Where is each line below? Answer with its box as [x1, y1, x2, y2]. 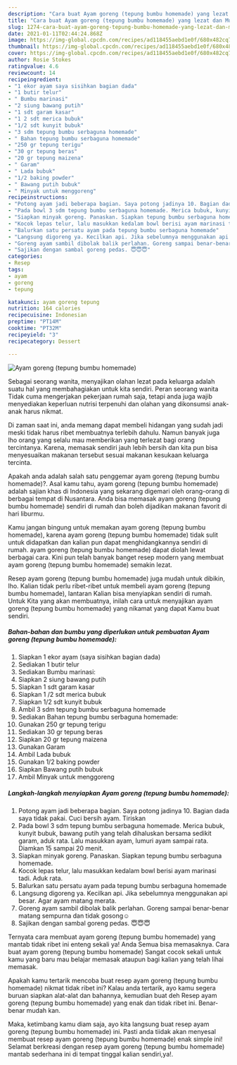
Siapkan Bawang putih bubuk [18, 765, 103, 774]
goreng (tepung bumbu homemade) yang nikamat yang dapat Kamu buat [8, 604, 220, 612]
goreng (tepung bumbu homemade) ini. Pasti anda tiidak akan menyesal [8, 1028, 217, 1036]
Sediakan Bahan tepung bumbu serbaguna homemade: [18, 713, 179, 722]
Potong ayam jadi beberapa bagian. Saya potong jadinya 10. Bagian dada [18, 807, 229, 815]
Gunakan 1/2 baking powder [18, 757, 100, 766]
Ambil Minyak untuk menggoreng [18, 773, 115, 781]
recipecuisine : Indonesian [8, 312, 87, 319]
